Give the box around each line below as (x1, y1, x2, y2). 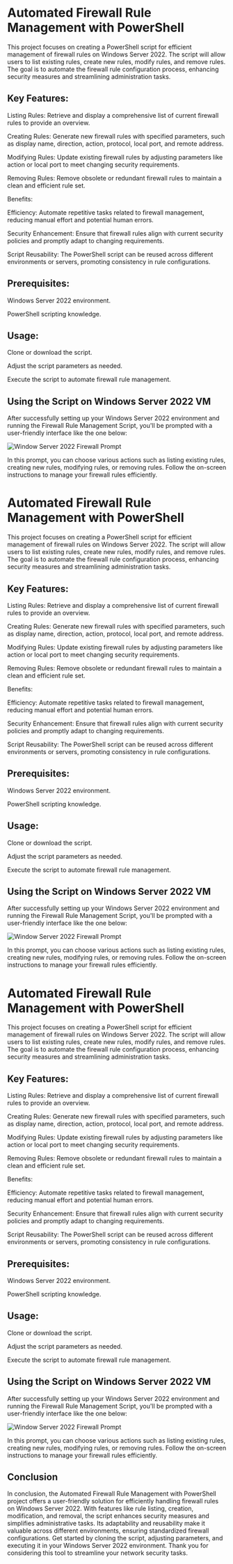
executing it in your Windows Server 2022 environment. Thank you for (7, 1542, 209, 1550)
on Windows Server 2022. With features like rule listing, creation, (7, 1504, 193, 1513)
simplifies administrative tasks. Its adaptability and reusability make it (7, 1519, 205, 1528)
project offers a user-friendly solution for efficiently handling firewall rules (7, 1497, 219, 1505)
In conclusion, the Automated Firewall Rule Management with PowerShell (7, 1489, 217, 1498)
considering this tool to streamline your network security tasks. (7, 1549, 188, 1557)
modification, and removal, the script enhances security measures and (7, 1512, 210, 1520)
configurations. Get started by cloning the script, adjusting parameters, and (7, 1534, 223, 1542)
